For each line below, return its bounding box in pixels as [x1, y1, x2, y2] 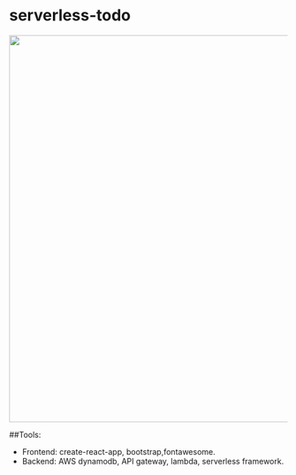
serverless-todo [9, 5, 131, 26]
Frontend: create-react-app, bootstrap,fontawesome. [21, 446, 216, 456]
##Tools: [9, 429, 42, 440]
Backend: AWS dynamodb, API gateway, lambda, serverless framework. [21, 456, 285, 466]
